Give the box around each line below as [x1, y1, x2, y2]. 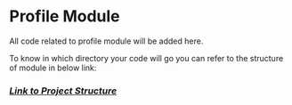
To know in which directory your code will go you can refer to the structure [9, 52, 284, 63]
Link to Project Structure [9, 85, 118, 97]
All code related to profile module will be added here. [9, 36, 204, 46]
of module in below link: [9, 62, 97, 73]
